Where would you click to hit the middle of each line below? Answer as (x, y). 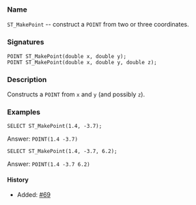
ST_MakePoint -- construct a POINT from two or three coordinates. (98, 25)
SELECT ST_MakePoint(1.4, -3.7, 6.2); (62, 152)
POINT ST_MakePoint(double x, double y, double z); (82, 62)
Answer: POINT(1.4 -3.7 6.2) (48, 164)
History (18, 180)
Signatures (26, 42)
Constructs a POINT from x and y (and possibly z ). (76, 94)
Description (27, 79)
